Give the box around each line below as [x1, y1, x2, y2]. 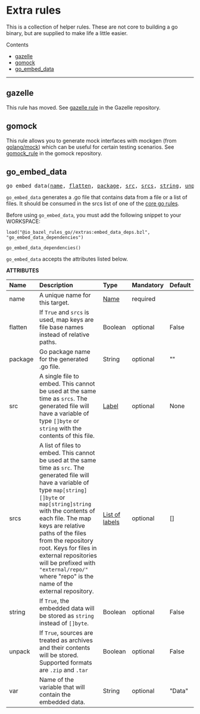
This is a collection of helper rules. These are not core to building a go [6, 23, 178, 30]
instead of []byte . [39, 619, 89, 628]
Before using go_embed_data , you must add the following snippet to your [6, 212, 182, 219]
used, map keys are [39, 316, 94, 324]
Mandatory [132, 281, 164, 289]
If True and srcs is [39, 308, 89, 317]
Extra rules [6, 4, 61, 17]
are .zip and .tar [39, 666, 88, 674]
